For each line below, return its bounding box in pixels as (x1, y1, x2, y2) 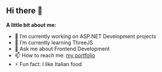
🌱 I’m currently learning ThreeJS (14, 39, 93, 46)
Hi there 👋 (6, 6, 43, 16)
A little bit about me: (6, 21, 57, 28)
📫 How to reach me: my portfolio (14, 52, 96, 59)
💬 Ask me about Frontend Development (14, 45, 110, 52)
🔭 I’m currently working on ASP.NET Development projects (14, 33, 157, 40)
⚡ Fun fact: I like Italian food (14, 60, 82, 67)
